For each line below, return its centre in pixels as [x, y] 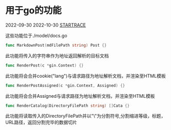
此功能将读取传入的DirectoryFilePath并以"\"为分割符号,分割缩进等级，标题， [85, 116]
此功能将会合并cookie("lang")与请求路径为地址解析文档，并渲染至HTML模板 [85, 76]
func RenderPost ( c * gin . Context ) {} [44, 65]
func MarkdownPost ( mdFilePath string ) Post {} [56, 45]
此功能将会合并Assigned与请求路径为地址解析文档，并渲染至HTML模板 [80, 96]
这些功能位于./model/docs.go [36, 35]
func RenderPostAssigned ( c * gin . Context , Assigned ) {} [65, 85]
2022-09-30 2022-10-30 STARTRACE [46, 25]
